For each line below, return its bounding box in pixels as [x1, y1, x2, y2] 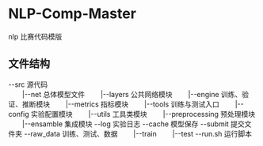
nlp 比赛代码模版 [8, 32, 63, 41]
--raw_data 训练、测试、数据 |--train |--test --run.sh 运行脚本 [23, 129, 252, 138]
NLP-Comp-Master [8, 5, 137, 23]
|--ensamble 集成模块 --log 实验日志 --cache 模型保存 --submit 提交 [22, 119, 246, 129]
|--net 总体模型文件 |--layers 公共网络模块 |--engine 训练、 [22, 89, 242, 99]
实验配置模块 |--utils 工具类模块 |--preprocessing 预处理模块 [30, 109, 256, 118]
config [8, 109, 29, 118]
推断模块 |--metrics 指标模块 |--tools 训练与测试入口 [21, 99, 220, 109]
